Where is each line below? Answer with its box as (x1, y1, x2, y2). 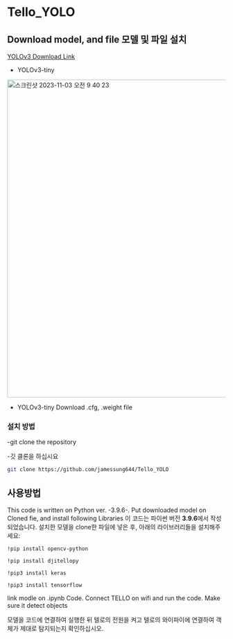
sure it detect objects (7, 601, 68, 609)
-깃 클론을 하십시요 (7, 452, 59, 461)
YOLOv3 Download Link (7, 53, 75, 60)
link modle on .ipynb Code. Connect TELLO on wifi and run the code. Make (7, 594, 221, 602)
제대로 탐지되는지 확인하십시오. (19, 624, 104, 632)
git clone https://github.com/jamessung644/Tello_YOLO (7, 466, 169, 473)
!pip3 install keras (7, 570, 67, 577)
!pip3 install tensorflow (7, 581, 82, 588)
